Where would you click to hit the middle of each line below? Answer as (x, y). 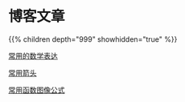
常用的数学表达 (33, 55)
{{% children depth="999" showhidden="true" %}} (93, 39)
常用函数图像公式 (37, 90)
